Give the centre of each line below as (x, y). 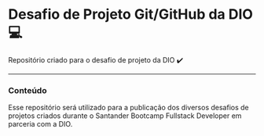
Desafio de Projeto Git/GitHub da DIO (131, 14)
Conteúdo (27, 90)
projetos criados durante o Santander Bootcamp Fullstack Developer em (125, 116)
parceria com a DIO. (40, 124)
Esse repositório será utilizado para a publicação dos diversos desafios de (128, 108)
